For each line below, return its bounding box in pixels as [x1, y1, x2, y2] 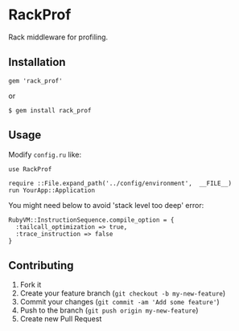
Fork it [19, 280, 42, 290]
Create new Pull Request [19, 314, 102, 324]
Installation [8, 55, 66, 69]
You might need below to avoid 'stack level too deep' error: [8, 200, 204, 210]
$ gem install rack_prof [8, 106, 92, 114]
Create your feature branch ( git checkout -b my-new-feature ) [19, 288, 226, 298]
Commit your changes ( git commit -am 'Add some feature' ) [19, 297, 220, 307]
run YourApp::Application [8, 186, 95, 194]
